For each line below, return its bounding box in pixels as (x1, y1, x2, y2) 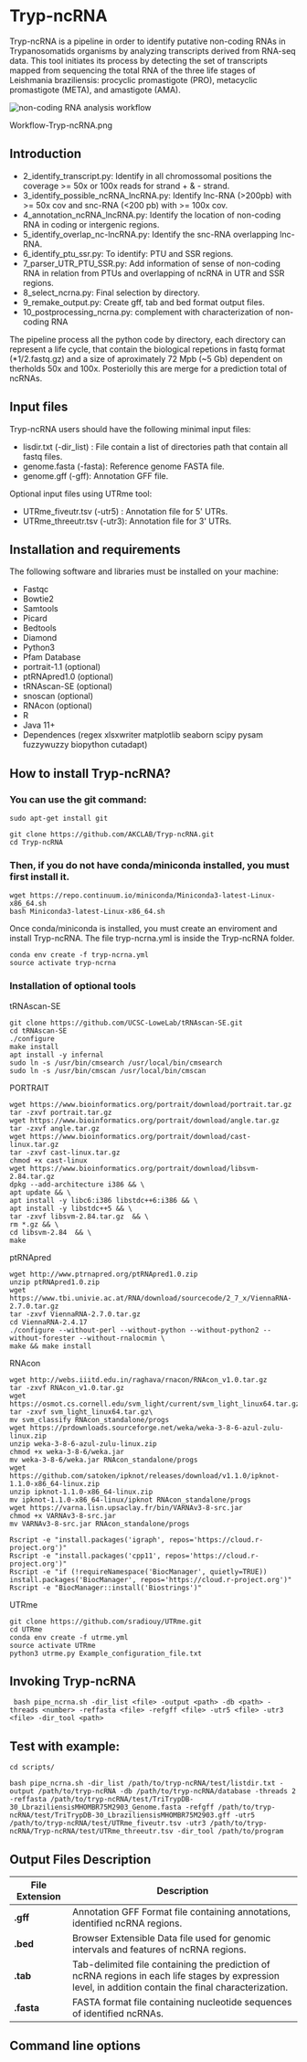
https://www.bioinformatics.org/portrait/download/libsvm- (29, 1164, 259, 1173)
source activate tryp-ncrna (9, 959, 117, 968)
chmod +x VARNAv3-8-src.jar (9, 1511, 117, 1520)
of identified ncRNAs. (72, 2007, 164, 2020)
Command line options (9, 2038, 142, 2054)
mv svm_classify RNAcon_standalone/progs (9, 1415, 170, 1424)
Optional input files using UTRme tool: (9, 488, 153, 499)
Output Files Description (9, 1852, 152, 1867)
